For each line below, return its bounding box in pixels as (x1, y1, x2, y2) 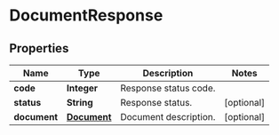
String (66, 97, 93, 108)
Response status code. (119, 82, 216, 94)
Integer (66, 82, 99, 94)
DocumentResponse (9, 5, 163, 26)
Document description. (119, 111, 216, 123)
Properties (9, 41, 69, 56)
